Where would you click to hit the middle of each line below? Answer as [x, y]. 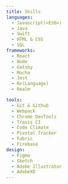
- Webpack [23, 111]
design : [16, 149]
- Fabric [22, 139]
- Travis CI [26, 122]
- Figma [21, 155]
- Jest [20, 78]
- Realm [21, 89]
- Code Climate [30, 128]
